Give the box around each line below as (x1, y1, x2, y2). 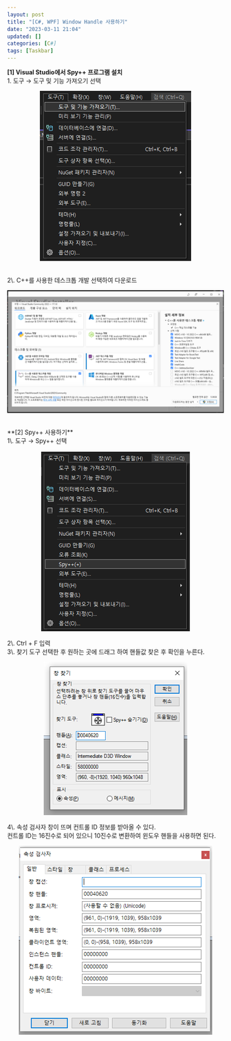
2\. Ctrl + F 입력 (7, 639, 51, 648)
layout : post (7, 11, 45, 18)
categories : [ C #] (7, 40, 57, 48)
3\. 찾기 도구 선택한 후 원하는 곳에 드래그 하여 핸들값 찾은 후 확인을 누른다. (7, 648, 205, 656)
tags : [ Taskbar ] (7, 48, 54, 54)
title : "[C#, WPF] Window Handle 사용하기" (7, 18, 129, 25)
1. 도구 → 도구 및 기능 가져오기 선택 (7, 76, 102, 85)
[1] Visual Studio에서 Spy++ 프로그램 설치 (7, 68, 122, 76)
